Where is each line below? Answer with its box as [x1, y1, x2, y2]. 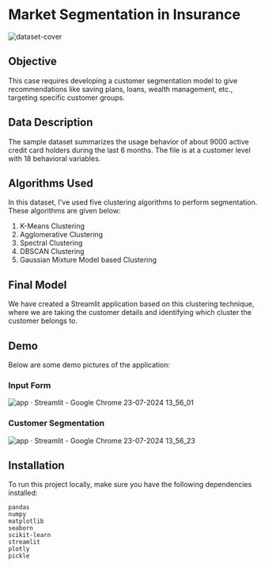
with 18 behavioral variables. [8, 153, 101, 163]
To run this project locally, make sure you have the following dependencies [8, 480, 252, 489]
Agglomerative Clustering [19, 230, 104, 240]
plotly [8, 545, 30, 553]
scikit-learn [8, 532, 51, 539]
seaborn [8, 524, 34, 532]
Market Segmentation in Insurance [8, 6, 241, 24]
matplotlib [8, 517, 44, 525]
